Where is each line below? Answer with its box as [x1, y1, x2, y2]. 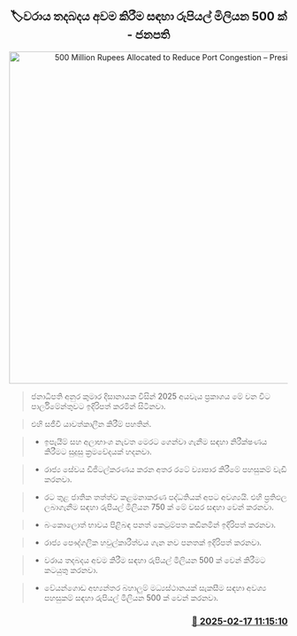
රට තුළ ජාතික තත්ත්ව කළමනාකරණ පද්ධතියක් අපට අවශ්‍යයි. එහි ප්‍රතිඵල [43, 492, 287, 502]
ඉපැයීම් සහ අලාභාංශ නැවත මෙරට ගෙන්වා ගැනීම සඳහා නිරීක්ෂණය [43, 436, 268, 446]
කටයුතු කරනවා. [43, 564, 99, 575]
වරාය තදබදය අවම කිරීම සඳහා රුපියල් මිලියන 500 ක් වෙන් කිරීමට [43, 555, 266, 565]
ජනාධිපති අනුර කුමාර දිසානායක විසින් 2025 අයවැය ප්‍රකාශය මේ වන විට [30, 391, 271, 401]
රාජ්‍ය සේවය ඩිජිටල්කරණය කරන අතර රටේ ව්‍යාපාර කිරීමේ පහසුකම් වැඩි [43, 463, 287, 474]
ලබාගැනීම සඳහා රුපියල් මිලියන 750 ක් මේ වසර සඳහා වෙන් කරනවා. [43, 501, 274, 512]
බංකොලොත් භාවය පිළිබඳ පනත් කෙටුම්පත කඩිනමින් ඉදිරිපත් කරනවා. [43, 519, 277, 530]
